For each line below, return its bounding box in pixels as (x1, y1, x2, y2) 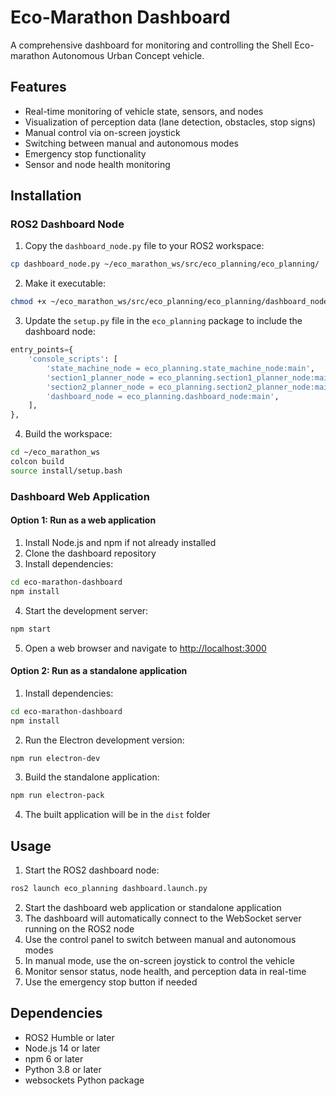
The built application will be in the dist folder (24, 809, 211, 821)
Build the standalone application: (24, 771, 160, 783)
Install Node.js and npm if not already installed (24, 536, 217, 548)
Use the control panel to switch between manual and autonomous (24, 933, 297, 945)
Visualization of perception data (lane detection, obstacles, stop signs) (24, 116, 317, 128)
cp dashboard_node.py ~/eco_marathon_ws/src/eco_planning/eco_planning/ (10, 259, 320, 270)
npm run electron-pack (10, 791, 105, 801)
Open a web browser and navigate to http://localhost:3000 (24, 642, 267, 654)
